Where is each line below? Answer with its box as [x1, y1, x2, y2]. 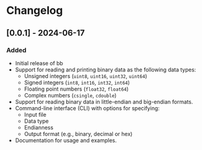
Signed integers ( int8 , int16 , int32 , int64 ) [24, 79, 130, 86]
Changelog [6, 4, 63, 18]
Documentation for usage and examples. [15, 137, 117, 144]
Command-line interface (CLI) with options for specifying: [15, 104, 160, 112]
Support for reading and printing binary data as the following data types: [15, 66, 196, 73]
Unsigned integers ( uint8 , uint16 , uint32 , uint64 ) [24, 72, 147, 79]
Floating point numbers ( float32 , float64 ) [24, 85, 129, 93]
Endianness [24, 123, 53, 131]
